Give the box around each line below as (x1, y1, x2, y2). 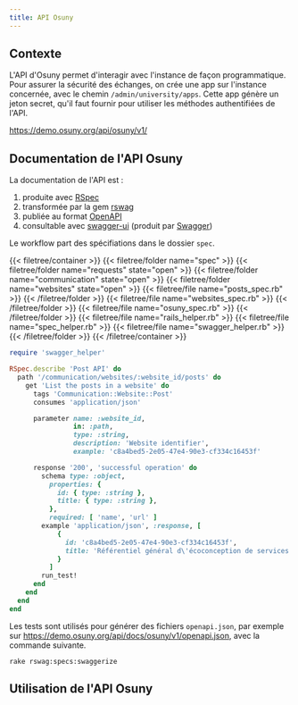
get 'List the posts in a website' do (25, 381, 170, 390)
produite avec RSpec (21, 192, 100, 203)
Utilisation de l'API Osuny (9, 681, 153, 697)
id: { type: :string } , (56, 488, 145, 497)
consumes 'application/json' (32, 398, 142, 407)
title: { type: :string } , (56, 497, 158, 506)
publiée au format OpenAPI (21, 211, 122, 222)
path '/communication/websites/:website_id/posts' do (17, 373, 221, 382)
